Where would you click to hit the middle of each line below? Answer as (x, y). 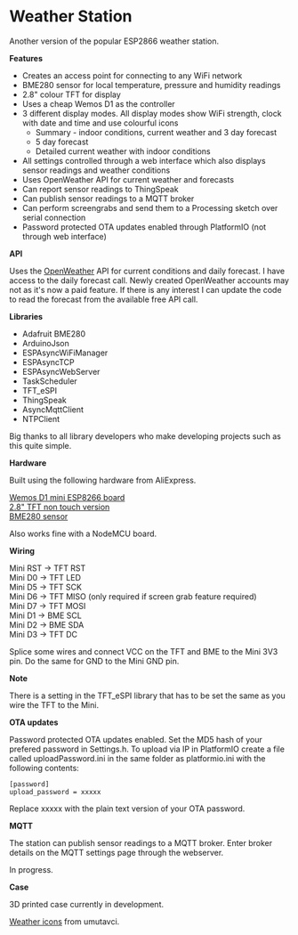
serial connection (54, 217)
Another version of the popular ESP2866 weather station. (114, 41)
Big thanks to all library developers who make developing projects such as (145, 436)
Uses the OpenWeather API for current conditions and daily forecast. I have (147, 271)
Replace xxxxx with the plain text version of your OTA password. (127, 809)
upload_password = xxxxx (55, 792)
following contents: (44, 768)
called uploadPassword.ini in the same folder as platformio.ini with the (137, 758)
